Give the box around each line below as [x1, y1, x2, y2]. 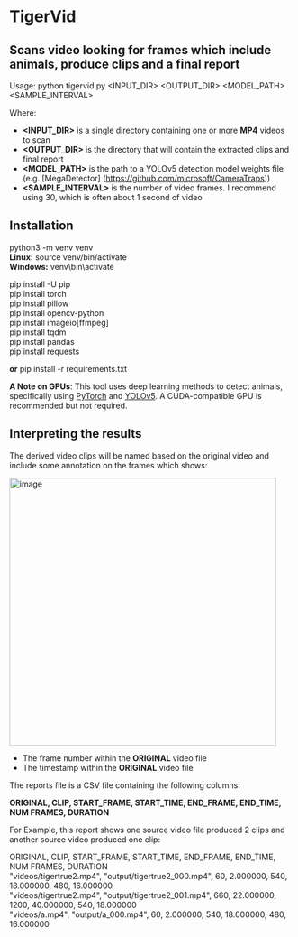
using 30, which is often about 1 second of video [22, 192, 203, 202]
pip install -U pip [9, 278, 71, 290]
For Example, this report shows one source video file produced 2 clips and [9, 824, 285, 835]
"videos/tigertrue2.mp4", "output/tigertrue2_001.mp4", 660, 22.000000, [9, 889, 277, 900]
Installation [9, 218, 74, 234]
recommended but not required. [9, 400, 128, 411]
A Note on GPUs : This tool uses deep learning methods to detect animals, [9, 381, 284, 392]
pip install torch [9, 288, 67, 299]
